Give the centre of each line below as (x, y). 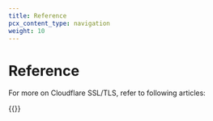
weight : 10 (27, 31)
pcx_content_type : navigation (60, 23)
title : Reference (38, 16)
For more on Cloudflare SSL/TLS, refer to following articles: (107, 93)
